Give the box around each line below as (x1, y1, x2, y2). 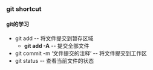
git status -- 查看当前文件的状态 (15, 57, 94, 65)
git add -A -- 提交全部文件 (24, 42, 90, 50)
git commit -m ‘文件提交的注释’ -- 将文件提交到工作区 (15, 50, 147, 57)
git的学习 (6, 20, 29, 28)
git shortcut (6, 5, 42, 13)
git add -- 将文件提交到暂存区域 (15, 35, 94, 42)
